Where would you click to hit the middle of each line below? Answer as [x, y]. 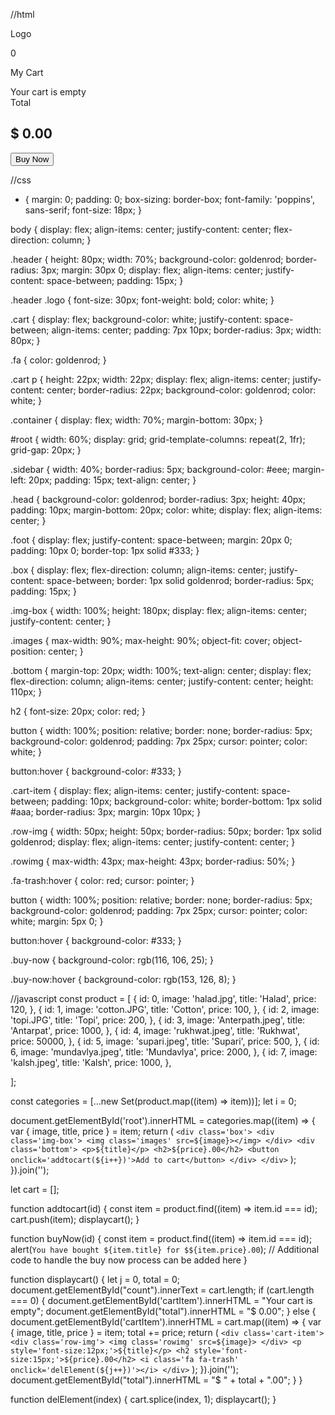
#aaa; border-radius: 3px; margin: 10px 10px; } [106, 811]
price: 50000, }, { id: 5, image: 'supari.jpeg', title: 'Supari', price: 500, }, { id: [165, 1041]
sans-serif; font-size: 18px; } [83, 210]
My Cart [27, 72]
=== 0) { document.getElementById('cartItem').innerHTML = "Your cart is [161, 1300]
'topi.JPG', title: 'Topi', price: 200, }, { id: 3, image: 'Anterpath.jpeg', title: [158, 1020]
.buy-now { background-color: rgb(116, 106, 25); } [112, 960]
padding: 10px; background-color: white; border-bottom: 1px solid [187, 801]
